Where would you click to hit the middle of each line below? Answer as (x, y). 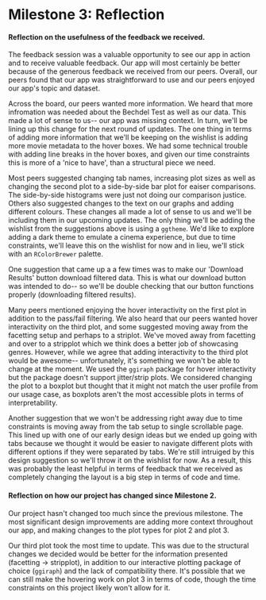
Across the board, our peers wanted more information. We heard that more (131, 104)
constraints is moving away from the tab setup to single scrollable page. (126, 427)
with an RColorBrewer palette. (56, 254)
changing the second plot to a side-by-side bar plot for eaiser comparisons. (132, 187)
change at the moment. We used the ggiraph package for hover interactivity (132, 369)
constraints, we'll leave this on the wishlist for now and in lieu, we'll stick (126, 246)
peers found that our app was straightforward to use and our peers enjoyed (132, 80)
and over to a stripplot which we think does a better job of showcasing (123, 344)
